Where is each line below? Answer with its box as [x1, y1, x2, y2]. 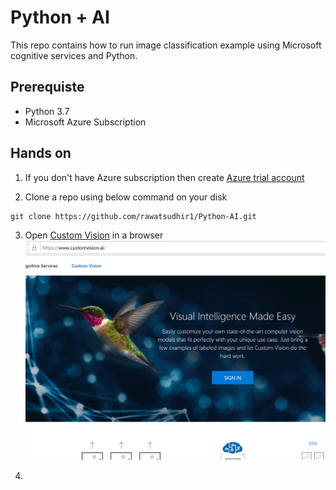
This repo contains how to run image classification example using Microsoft [10, 39, 322, 51]
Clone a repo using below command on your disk [24, 191, 228, 203]
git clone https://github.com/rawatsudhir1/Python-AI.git [10, 211, 257, 221]
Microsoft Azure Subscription [24, 116, 147, 128]
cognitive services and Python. [10, 49, 138, 61]
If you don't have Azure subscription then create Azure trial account [24, 171, 305, 183]
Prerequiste [10, 79, 85, 96]
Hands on [10, 145, 72, 162]
